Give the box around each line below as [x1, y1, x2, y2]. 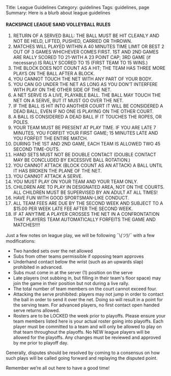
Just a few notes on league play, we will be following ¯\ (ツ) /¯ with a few [6, 233, 155, 239]
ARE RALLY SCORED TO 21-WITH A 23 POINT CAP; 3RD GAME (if [13, 54, 151, 61]
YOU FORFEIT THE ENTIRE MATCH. [13, 135, 88, 141]
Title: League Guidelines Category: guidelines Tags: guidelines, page [6, 5, 150, 10]
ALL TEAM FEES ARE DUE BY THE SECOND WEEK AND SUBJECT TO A [13, 200, 163, 207]
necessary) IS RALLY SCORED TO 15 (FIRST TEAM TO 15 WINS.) [13, 60, 148, 66]
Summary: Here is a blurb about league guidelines [6, 10, 111, 16]
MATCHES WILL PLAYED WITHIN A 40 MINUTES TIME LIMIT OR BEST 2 [13, 43, 164, 50]
